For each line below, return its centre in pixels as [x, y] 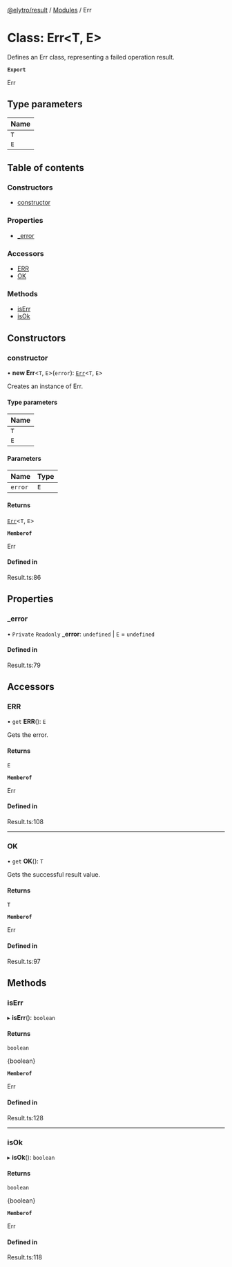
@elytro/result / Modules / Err [49, 10]
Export [17, 70]
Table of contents [46, 168]
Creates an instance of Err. [45, 386]
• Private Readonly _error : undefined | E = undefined [81, 634]
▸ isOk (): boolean [31, 1157]
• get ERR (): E [27, 722]
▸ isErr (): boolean [31, 1018]
